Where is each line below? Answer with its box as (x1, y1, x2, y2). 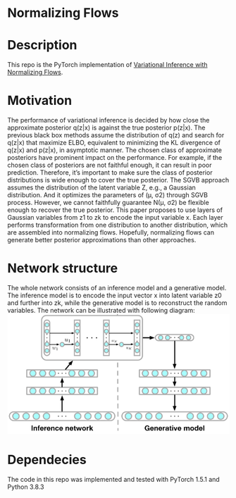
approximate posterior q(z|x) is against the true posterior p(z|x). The (7, 123, 206, 132)
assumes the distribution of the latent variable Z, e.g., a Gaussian (7, 183, 196, 192)
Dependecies (7, 452, 87, 468)
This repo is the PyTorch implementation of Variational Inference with (7, 61, 208, 69)
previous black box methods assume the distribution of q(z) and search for (7, 131, 225, 139)
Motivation (7, 93, 73, 108)
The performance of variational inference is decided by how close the (7, 116, 210, 125)
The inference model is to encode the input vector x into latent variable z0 (7, 291, 222, 299)
